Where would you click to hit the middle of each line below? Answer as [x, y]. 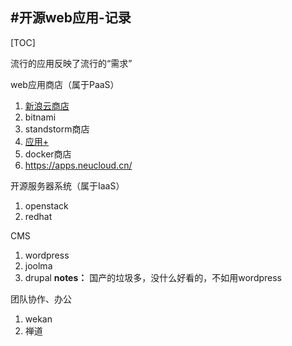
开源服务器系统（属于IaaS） [67, 185]
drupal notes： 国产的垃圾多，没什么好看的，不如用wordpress [153, 277]
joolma [38, 265]
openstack [46, 205]
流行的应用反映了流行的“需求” [71, 63]
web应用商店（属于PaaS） [65, 84]
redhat [38, 216]
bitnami [40, 117]
